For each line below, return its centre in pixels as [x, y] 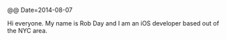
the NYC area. [27, 31]
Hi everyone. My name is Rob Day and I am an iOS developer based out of [113, 23]
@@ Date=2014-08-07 [40, 10]
